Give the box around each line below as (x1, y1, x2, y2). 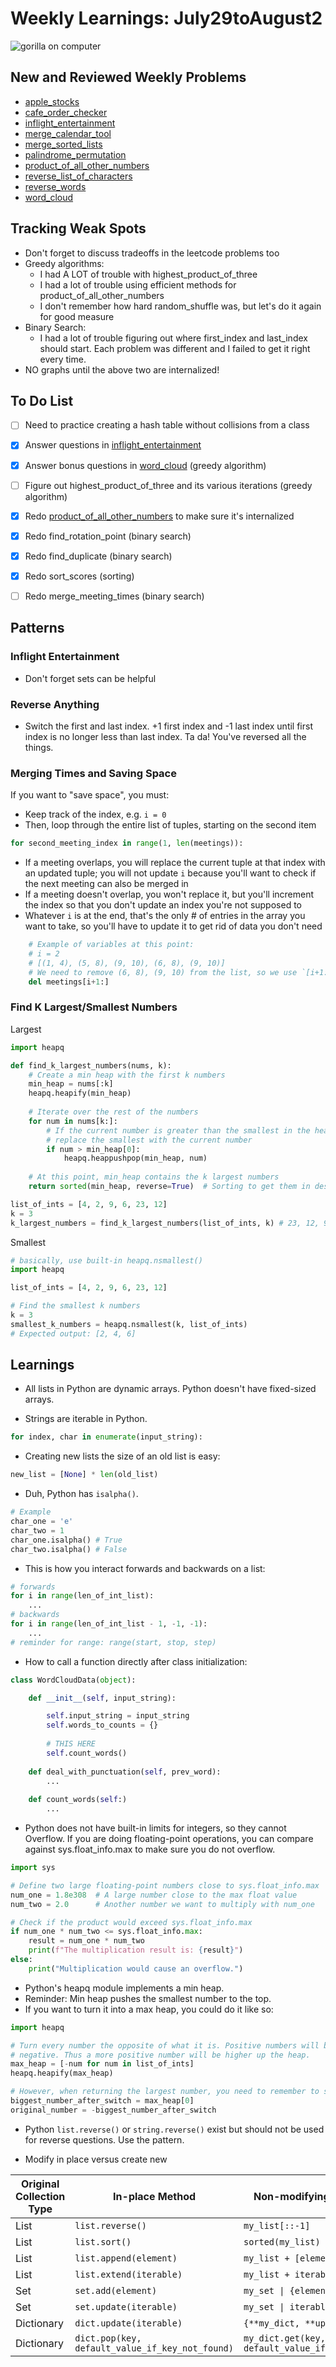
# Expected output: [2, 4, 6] (10, 1328, 137, 1339)
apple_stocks (24, 95, 80, 107)
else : (10, 1955, 33, 1965)
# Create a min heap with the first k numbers (28, 1070, 226, 1080)
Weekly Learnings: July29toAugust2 (10, 7, 323, 30)
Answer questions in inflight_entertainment (24, 439, 202, 451)
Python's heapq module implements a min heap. (24, 1982, 225, 1994)
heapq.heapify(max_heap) (10, 2068, 114, 2079)
